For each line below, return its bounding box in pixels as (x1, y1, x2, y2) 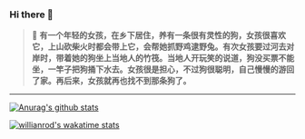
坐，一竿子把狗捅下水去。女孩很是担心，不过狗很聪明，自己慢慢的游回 (31, 64, 295, 75)
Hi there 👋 (9, 8, 54, 21)
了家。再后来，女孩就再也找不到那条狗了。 (31, 75, 192, 86)
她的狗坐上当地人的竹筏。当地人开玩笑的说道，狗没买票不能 (71, 53, 295, 64)
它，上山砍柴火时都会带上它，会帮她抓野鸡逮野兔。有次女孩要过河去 (31, 41, 287, 53)
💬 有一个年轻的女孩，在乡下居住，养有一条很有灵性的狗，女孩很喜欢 (31, 30, 286, 41)
